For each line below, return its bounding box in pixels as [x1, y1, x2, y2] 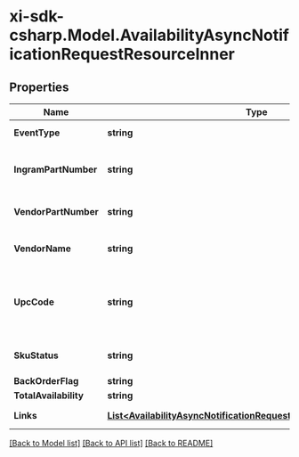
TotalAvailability [13, 389, 85, 402]
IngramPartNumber [13, 163, 98, 175]
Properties [9, 79, 69, 94]
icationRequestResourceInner [9, 45, 236, 64]
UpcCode [13, 296, 55, 308]
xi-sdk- [9, 6, 64, 27]
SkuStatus [13, 349, 60, 362]
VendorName [13, 242, 71, 255]
